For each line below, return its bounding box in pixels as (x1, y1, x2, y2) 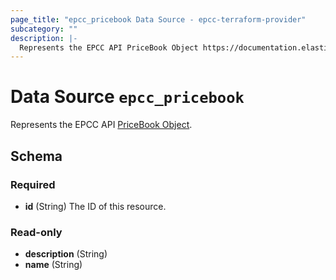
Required (10, 177, 56, 191)
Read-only (10, 225, 63, 239)
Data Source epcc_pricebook (10, 86, 245, 108)
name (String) (24, 259, 83, 271)
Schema (10, 147, 63, 165)
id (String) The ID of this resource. (24, 200, 167, 212)
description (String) (24, 248, 108, 260)
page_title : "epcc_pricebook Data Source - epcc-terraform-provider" (10, 14, 307, 25)
